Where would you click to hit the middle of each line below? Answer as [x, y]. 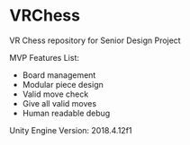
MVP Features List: [44, 57]
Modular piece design [63, 84]
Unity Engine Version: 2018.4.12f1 [71, 130]
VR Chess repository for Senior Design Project [95, 40]
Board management [59, 75]
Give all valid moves [59, 103]
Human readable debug [66, 113]
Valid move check [55, 94]
